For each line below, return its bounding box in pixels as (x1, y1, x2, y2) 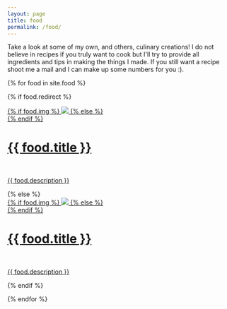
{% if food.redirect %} (7, 92, 72, 101)
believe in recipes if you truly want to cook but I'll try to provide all (7, 50, 199, 59)
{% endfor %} (7, 295, 48, 303)
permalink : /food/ (7, 23, 62, 30)
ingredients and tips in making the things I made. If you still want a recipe (7, 58, 221, 66)
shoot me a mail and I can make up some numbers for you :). (7, 65, 184, 74)
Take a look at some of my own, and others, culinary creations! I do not (7, 43, 214, 51)
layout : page (7, 10, 46, 18)
